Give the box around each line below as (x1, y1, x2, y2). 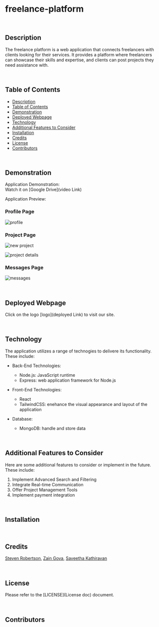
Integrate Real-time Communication (12, 481, 84, 487)
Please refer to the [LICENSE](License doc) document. (5, 592, 114, 598)
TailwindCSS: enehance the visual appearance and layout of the (19, 401, 147, 407)
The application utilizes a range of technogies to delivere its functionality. (5, 348, 152, 354)
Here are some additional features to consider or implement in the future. (5, 461, 152, 468)
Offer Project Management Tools (12, 487, 78, 493)
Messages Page (5, 264, 44, 271)
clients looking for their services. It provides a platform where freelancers (5, 52, 152, 57)
